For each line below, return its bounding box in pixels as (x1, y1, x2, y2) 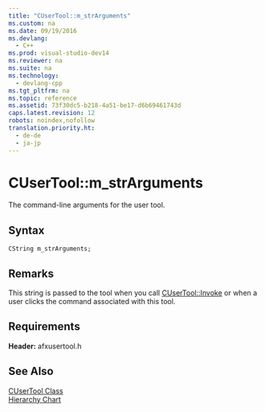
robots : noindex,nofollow (8, 117, 95, 125)
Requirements (8, 319, 80, 334)
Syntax (8, 223, 45, 237)
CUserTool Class (8, 385, 63, 395)
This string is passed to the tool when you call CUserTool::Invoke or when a (8, 288, 258, 298)
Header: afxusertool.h (8, 341, 82, 351)
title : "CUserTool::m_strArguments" (8, 11, 131, 20)
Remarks (8, 266, 55, 280)
